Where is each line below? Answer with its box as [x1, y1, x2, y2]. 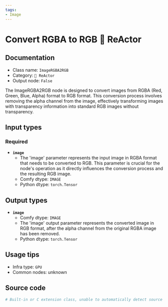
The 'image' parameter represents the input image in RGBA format [20, 155, 157, 161]
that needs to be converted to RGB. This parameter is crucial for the [20, 160, 160, 166]
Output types [5, 196, 48, 205]
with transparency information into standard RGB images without [5, 103, 139, 109]
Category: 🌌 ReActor [12, 72, 55, 78]
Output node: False [12, 77, 53, 83]
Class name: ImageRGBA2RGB [12, 67, 69, 73]
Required [5, 138, 28, 145]
